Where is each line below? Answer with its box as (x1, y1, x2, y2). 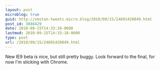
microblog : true (5, 12, 39, 17)
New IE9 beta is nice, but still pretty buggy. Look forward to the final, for (5, 53, 155, 59)
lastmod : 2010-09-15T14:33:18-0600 (5, 30, 80, 35)
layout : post (5, 7, 33, 12)
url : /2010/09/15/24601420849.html (5, 40, 80, 45)
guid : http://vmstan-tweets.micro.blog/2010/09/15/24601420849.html (5, 16, 152, 21)
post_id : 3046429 (5, 21, 42, 26)
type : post (5, 35, 28, 40)
